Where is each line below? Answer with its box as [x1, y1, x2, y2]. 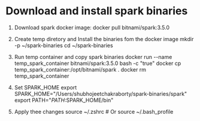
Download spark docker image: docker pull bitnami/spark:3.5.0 [14, 24, 170, 31]
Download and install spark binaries [5, 4, 188, 18]
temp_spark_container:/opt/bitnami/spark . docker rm [14, 66, 146, 73]
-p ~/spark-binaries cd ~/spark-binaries [14, 42, 113, 49]
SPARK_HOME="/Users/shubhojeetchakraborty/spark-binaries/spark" [14, 90, 187, 97]
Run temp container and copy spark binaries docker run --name [14, 53, 172, 60]
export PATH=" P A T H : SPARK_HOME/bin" [14, 97, 114, 104]
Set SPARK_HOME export [14, 83, 77, 91]
